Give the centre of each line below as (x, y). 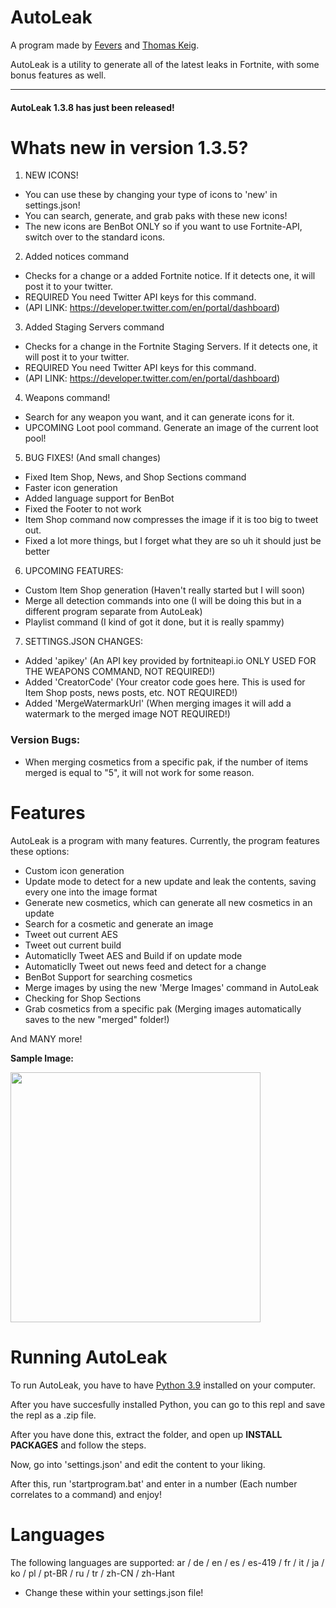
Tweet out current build (73, 945)
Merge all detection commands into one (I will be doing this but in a (163, 601)
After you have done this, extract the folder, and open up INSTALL (146, 1434)
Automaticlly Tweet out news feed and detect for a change (145, 966)
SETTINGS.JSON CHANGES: (83, 642)
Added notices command (77, 257)
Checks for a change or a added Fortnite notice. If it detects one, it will (170, 276)
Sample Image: (42, 1058)
